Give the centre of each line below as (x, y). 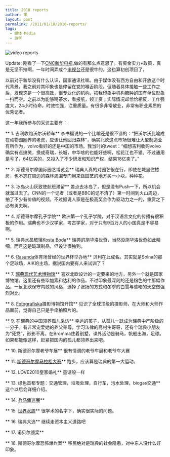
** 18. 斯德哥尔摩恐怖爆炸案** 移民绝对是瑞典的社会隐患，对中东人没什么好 (83, 443)
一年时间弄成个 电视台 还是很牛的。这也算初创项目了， (92, 69)
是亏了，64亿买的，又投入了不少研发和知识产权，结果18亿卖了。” (72, 159)
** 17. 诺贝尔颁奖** (25, 432)
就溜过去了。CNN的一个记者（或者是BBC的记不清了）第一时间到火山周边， (83, 193)
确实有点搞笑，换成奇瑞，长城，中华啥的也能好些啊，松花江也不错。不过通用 (85, 152)
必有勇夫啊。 (18, 205)
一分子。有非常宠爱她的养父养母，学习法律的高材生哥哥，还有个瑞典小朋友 (83, 327)
